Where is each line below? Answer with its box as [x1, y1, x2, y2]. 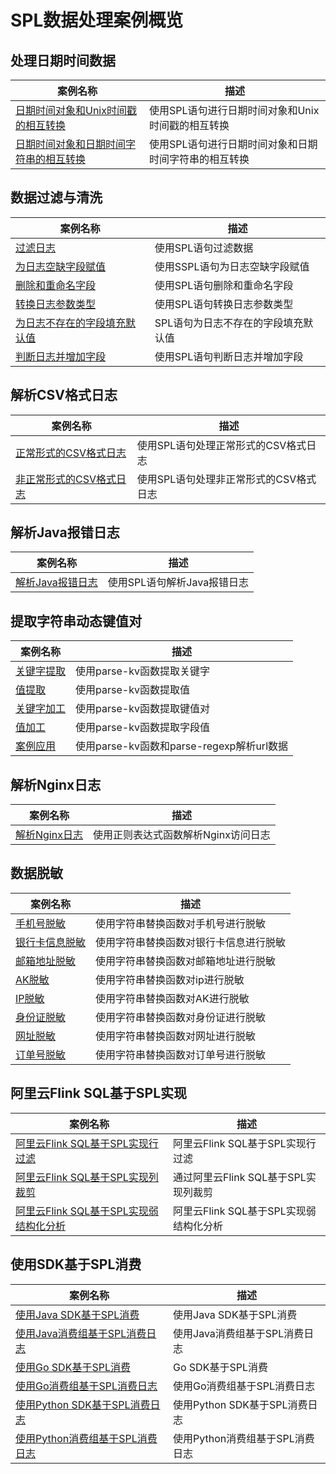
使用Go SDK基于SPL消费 [15, 1360, 131, 1374]
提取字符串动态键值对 [10, 612, 142, 630]
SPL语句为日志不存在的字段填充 [154, 316, 304, 330]
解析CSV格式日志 [10, 387, 118, 404]
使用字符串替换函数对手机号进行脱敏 [95, 916, 267, 930]
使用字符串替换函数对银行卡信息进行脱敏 [95, 935, 287, 949]
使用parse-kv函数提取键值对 [75, 702, 210, 716]
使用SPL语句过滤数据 [154, 241, 254, 255]
